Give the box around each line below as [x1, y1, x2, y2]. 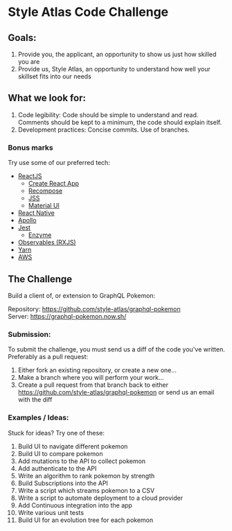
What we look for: [8, 92, 86, 104]
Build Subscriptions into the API [17, 479, 108, 487]
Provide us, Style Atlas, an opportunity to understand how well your [17, 65, 211, 73]
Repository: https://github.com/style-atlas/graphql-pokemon [8, 304, 181, 313]
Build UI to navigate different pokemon [17, 442, 128, 451]
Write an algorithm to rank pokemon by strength [17, 471, 155, 480]
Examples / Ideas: [8, 413, 69, 423]
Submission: [8, 329, 51, 339]
